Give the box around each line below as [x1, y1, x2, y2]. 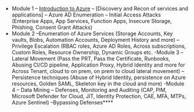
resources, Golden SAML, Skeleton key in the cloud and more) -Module [11, 80, 185, 87]
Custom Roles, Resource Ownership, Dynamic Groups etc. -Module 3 [11, 49, 180, 55]
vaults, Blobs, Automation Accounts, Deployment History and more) [11, 37, 176, 43]
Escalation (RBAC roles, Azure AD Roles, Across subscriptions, [34, 42, 186, 50]
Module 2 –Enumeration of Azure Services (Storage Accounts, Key [11, 30, 173, 37]
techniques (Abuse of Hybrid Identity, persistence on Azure [42, 74, 186, 81]
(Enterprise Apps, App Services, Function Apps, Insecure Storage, [11, 18, 172, 24]
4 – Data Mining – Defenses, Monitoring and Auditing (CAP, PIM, [11, 87, 167, 93]
